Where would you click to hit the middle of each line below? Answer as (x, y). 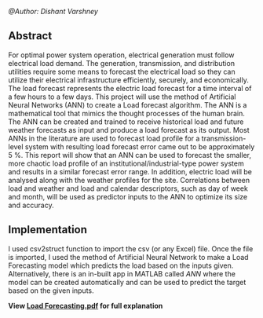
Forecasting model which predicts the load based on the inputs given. (121, 265)
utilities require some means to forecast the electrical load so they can (122, 71)
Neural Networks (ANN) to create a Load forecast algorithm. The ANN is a (128, 104)
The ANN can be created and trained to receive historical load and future (126, 122)
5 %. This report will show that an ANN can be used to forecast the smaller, (130, 155)
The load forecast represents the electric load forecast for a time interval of (130, 88)
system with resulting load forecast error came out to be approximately (140, 146)
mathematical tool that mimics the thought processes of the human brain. (127, 113)
